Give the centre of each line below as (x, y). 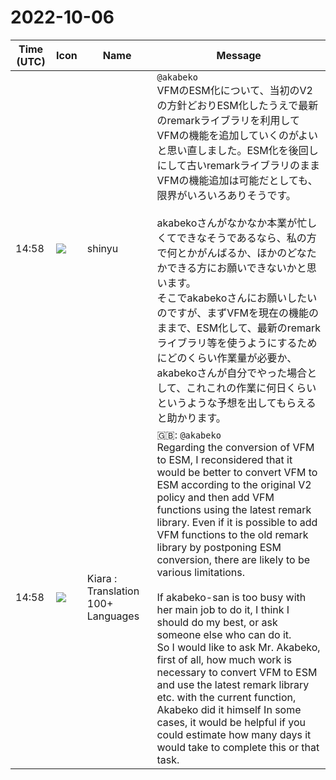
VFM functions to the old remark (232, 534)
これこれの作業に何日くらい (251, 388)
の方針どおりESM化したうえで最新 (237, 105)
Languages (113, 616)
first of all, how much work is (224, 659)
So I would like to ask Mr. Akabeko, (238, 647)
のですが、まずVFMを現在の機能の (238, 313)
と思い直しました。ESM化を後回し (237, 150)
